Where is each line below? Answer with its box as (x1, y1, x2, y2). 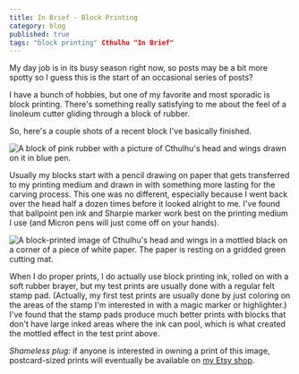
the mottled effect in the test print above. (9, 328, 160, 339)
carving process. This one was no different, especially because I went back (9, 189, 288, 200)
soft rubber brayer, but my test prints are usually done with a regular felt (9, 281, 275, 292)
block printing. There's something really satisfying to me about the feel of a (9, 99, 286, 110)
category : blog (9, 21, 66, 30)
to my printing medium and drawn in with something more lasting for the (9, 180, 276, 191)
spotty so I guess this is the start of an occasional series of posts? (9, 72, 253, 83)
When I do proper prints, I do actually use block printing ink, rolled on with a (9, 271, 289, 282)
